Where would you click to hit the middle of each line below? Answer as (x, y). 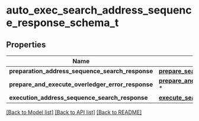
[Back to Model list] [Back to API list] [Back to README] (74, 112)
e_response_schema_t (62, 23)
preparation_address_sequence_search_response (81, 71)
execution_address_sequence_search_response (78, 98)
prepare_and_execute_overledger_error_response (81, 84)
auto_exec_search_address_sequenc (99, 10)
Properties (26, 45)
